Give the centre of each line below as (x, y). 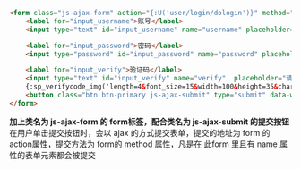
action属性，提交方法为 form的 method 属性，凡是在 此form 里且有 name (143, 144)
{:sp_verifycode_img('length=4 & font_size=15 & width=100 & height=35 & (152, 87)
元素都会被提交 (68, 155)
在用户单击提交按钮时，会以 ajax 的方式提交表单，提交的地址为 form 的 (140, 132)
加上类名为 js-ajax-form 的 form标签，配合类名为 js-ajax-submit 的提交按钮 (149, 122)
